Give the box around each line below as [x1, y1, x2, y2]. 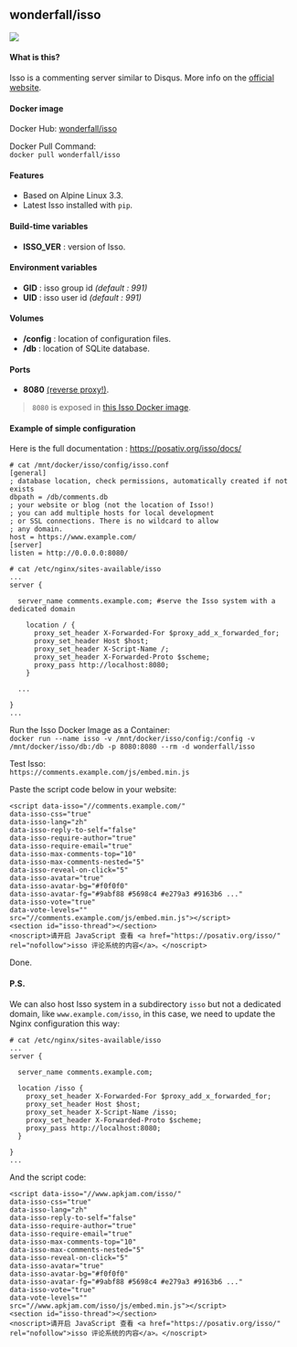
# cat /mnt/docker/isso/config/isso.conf [9, 461, 170, 470]
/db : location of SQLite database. [22, 343, 151, 355]
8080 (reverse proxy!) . [22, 384, 110, 396]
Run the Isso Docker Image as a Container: [9, 725, 171, 736]
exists [9, 484, 35, 494]
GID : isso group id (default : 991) [22, 282, 148, 293]
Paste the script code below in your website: [9, 784, 177, 795]
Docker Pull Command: [9, 141, 97, 152]
